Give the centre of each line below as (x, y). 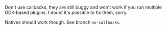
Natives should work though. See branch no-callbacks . (63, 22)
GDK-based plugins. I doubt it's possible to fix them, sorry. (66, 12)
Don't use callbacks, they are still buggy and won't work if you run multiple (83, 7)
